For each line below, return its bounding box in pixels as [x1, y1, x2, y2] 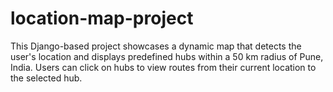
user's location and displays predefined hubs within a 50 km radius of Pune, [10, 50, 324, 62]
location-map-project [10, 7, 194, 30]
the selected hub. [10, 72, 83, 84]
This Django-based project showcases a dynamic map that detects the [10, 40, 302, 52]
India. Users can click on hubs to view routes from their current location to [10, 61, 317, 73]
